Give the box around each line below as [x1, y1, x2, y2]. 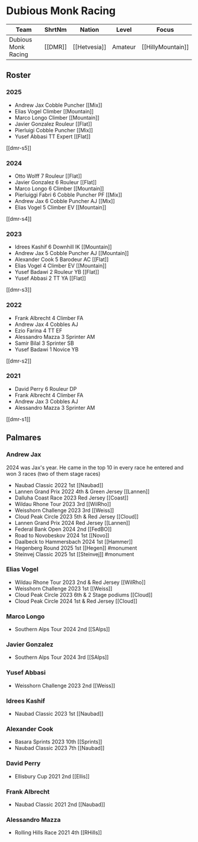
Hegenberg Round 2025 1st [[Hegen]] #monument [14, 544, 137, 551]
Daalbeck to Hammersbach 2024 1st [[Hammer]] [14, 538, 133, 545]
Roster [6, 70, 31, 80]
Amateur [111, 43, 136, 51]
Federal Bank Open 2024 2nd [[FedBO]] [14, 526, 112, 533]
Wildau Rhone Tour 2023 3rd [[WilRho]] [14, 500, 111, 507]
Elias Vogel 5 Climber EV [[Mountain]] [14, 204, 107, 211]
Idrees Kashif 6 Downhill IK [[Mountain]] [14, 243, 112, 250]
